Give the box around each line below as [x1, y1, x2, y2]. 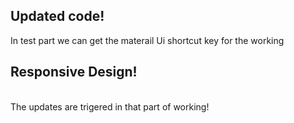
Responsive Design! [10, 64, 138, 81]
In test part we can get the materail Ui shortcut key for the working [10, 34, 285, 46]
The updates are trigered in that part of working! [10, 100, 210, 113]
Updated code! [10, 8, 105, 25]
